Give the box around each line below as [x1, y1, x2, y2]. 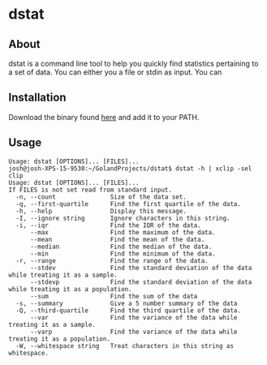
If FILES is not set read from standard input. [8, 186, 173, 194]
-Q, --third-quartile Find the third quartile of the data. [15, 306, 242, 315]
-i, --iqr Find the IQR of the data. [15, 221, 201, 230]
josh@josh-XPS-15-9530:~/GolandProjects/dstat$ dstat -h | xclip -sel [8, 164, 252, 173]
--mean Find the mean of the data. [29, 235, 205, 243]
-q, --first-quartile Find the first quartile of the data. [15, 200, 242, 208]
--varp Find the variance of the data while [29, 328, 238, 336]
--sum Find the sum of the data [29, 292, 198, 300]
